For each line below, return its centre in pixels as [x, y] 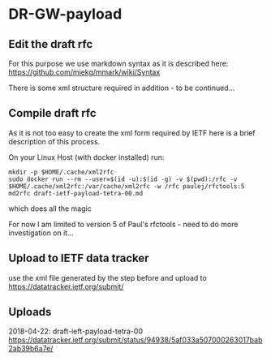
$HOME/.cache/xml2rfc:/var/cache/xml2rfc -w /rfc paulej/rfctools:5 [127, 186]
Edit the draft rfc [51, 44]
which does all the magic [50, 208]
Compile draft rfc [52, 113]
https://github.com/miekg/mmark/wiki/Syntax [84, 72]
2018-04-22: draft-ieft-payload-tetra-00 [76, 331]
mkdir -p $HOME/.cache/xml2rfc [61, 172]
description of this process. [54, 141]
